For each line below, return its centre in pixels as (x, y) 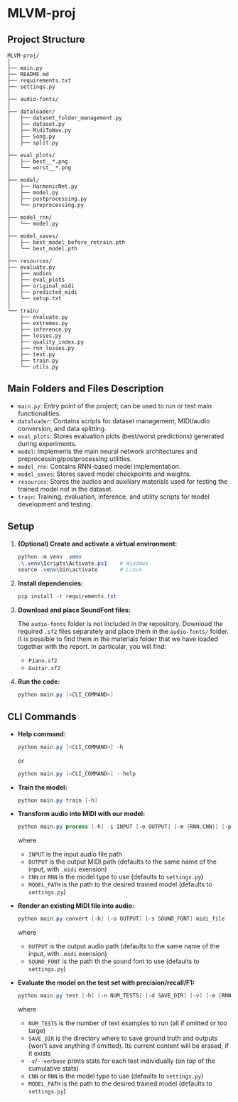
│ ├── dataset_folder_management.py (65, 118)
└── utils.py (39, 367)
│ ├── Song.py (31, 137)
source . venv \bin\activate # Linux (80, 570)
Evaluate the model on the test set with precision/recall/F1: (106, 982)
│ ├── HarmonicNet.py (43, 186)
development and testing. (55, 504)
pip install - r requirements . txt (67, 597)
